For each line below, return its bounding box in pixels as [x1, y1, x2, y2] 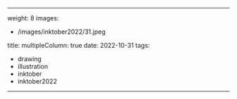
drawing [17, 55, 42, 63]
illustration [17, 62, 48, 70]
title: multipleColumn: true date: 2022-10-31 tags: [7, 41, 150, 49]
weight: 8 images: [7, 14, 59, 22]
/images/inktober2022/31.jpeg [17, 27, 106, 36]
